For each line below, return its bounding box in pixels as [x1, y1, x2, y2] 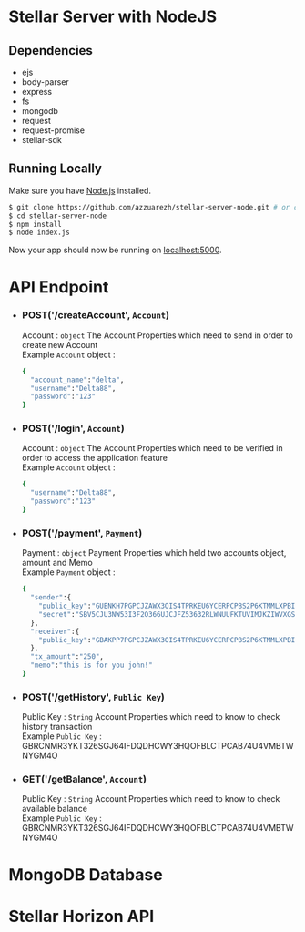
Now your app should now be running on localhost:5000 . [8, 244, 222, 256]
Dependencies [8, 43, 93, 58]
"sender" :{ [30, 593, 72, 602]
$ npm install [8, 220, 63, 229]
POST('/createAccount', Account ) [21, 309, 170, 322]
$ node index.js [8, 228, 70, 238]
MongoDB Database [8, 864, 163, 885]
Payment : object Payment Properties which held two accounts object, [21, 548, 287, 558]
